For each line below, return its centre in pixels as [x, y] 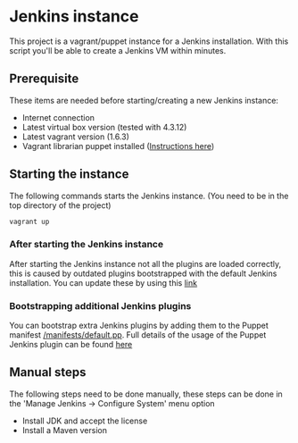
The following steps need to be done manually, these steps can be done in [146, 394]
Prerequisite [44, 79]
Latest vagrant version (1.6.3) [75, 137]
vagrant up [29, 221]
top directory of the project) [60, 205]
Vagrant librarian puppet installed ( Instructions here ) [118, 146]
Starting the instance [69, 175]
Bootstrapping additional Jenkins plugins [100, 305]
